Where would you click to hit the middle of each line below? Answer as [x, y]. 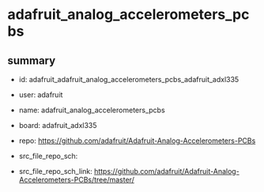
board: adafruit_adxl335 [58, 125]
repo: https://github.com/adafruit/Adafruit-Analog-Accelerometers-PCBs [137, 141]
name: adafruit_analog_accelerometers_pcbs [92, 110]
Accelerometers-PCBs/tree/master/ [77, 180]
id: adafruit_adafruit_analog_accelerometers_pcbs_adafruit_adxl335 [129, 79]
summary [32, 60]
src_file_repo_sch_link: [55, 171]
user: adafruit [41, 95]
